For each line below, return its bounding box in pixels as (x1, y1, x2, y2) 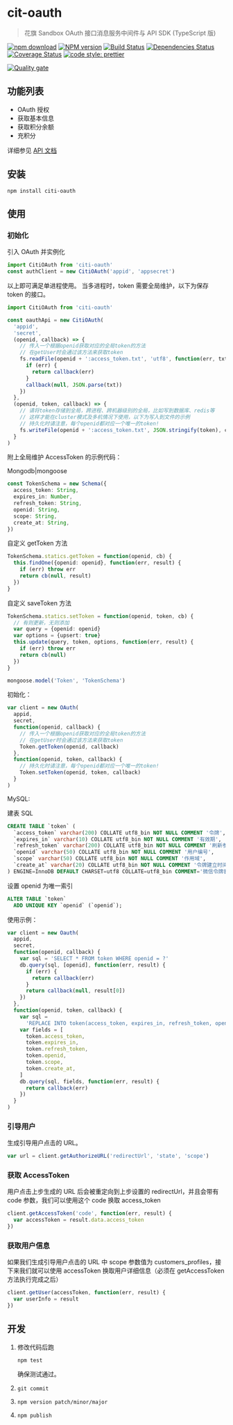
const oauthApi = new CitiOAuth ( (7, 317, 104, 324)
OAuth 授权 (17, 105, 50, 113)
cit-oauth (7, 5, 62, 21)
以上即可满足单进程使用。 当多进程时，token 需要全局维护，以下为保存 (7, 282, 209, 289)
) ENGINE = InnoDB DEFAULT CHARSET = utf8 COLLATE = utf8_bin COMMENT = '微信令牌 (7, 868, 224, 875)
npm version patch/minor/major (17, 1399, 108, 1406)
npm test (17, 1357, 43, 1364)
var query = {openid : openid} (13, 626, 101, 632)
